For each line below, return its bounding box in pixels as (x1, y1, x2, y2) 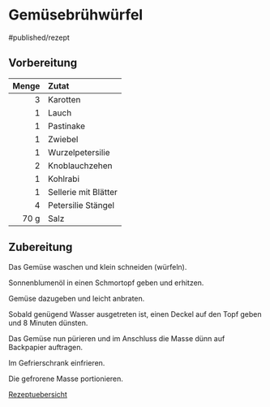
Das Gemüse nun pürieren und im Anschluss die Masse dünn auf (8, 333, 225, 343)
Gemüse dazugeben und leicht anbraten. (8, 293, 145, 303)
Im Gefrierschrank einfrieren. (8, 357, 105, 367)
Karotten (48, 93, 81, 105)
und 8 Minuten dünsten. (8, 318, 88, 327)
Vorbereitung (8, 56, 78, 70)
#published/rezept (8, 32, 71, 42)
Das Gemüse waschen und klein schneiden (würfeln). (8, 262, 187, 271)
